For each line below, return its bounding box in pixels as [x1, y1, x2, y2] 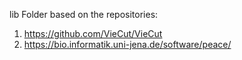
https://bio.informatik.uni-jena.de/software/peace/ [23, 39, 232, 50]
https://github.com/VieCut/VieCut [23, 28, 163, 39]
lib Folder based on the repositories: [9, 9, 159, 20]
